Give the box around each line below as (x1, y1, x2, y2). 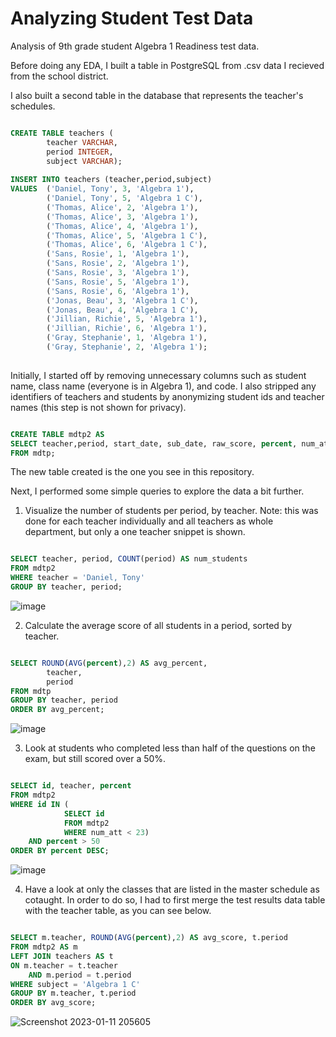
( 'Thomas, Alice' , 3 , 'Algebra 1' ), (46, 212, 199, 222)
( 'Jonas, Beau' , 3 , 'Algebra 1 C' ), (46, 295, 199, 306)
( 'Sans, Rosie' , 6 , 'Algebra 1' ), (46, 286, 190, 296)
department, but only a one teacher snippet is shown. (24, 526, 246, 538)
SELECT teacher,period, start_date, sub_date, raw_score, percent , (10, 438, 298, 449)
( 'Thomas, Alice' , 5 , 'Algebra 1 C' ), (46, 230, 208, 241)
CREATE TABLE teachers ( (10, 128, 114, 138)
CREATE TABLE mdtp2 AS (10, 429, 105, 439)
